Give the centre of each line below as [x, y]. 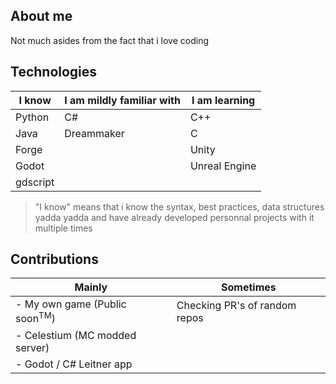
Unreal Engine [223, 166]
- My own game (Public [71, 304]
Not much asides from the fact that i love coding [110, 40]
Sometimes [249, 287]
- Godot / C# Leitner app [74, 364]
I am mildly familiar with [122, 100]
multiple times [63, 228]
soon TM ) [35, 318]
